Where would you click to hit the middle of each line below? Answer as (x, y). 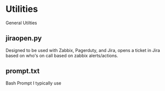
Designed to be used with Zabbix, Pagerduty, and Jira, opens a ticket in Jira (83, 50)
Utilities (22, 9)
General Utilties (22, 23)
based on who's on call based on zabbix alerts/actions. (62, 55)
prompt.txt (23, 71)
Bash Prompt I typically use (33, 83)
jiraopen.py (24, 38)
